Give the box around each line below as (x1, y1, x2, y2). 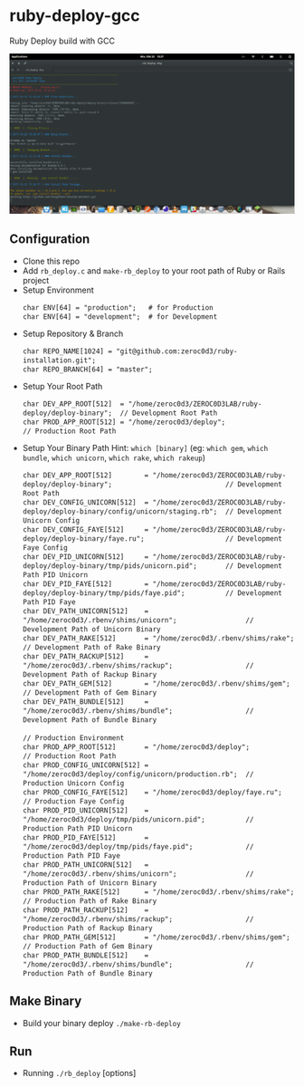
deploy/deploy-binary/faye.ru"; (22, 534, 145, 543)
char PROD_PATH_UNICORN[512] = (22, 860, 149, 870)
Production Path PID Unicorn (22, 823, 133, 833)
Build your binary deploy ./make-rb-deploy (22, 1017, 181, 1028)
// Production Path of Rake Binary (22, 896, 157, 906)
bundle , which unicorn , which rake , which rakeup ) (22, 452, 206, 463)
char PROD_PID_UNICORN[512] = (22, 805, 149, 815)
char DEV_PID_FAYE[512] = (22, 579, 149, 589)
